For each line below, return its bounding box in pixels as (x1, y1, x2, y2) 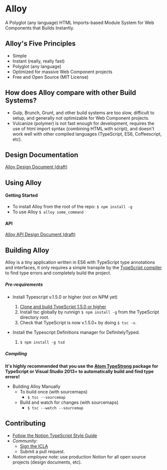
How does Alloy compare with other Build (5, 89, 136, 97)
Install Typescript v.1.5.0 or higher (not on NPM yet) (12, 294, 118, 300)
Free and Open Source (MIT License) (12, 74, 89, 80)
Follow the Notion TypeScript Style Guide (12, 432, 97, 438)
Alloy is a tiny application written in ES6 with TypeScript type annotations (5, 259, 156, 265)
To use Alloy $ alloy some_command (12, 209, 84, 215)
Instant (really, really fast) (12, 58, 65, 64)
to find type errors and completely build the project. (5, 270, 111, 276)
